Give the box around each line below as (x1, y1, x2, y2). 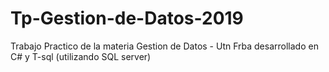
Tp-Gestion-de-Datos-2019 (10, 7, 244, 30)
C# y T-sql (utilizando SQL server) (10, 50, 152, 62)
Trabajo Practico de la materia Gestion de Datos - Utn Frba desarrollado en (10, 40, 319, 52)
